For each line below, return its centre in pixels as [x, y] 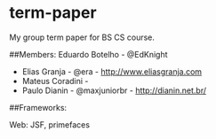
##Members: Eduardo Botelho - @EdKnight [88, 54]
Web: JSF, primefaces [50, 124]
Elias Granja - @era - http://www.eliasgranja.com [112, 71]
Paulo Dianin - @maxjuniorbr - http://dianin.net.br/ [114, 90]
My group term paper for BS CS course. [82, 37]
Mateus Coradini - [55, 81]
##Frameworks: [38, 107]
